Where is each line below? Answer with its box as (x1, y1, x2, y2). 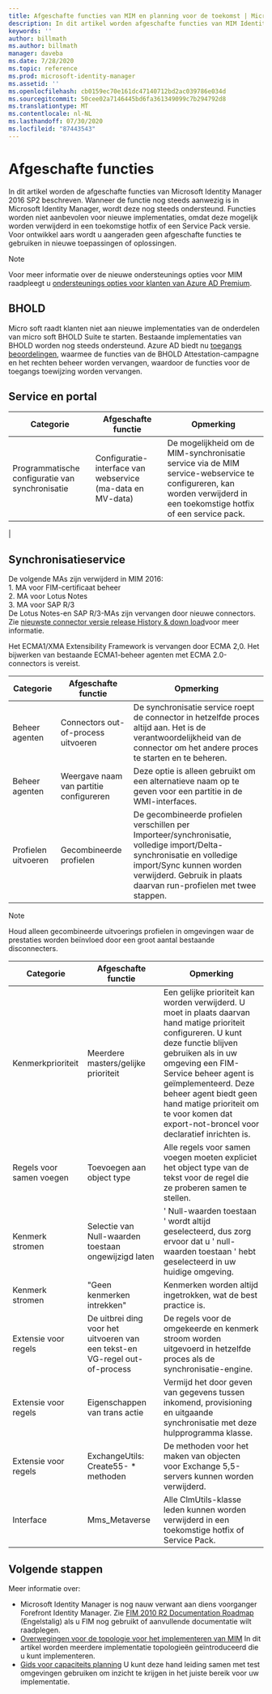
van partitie (60, 781, 104, 792)
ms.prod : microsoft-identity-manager (8, 72, 136, 80)
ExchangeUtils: (87, 1451, 144, 1462)
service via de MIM (167, 458, 240, 469)
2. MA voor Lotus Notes (8, 591, 87, 601)
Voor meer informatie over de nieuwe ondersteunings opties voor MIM (8, 269, 243, 279)
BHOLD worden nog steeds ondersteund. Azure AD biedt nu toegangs (8, 340, 242, 350)
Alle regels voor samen (163, 1141, 251, 1153)
